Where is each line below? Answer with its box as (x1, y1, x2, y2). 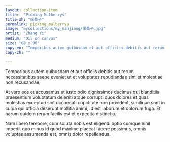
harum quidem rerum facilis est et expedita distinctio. (5, 110, 117, 117)
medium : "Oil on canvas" (5, 36, 58, 41)
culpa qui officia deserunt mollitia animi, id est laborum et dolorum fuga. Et (5, 105, 161, 111)
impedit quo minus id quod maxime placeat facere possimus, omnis (5, 125, 147, 132)
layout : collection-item (5, 7, 58, 13)
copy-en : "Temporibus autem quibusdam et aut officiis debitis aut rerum (5, 45, 165, 50)
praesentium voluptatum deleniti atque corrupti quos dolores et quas (5, 94, 149, 100)
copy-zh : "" (5, 50, 30, 55)
